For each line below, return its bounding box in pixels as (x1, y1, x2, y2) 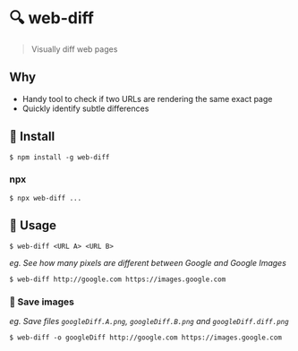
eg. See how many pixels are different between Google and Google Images (9, 257, 286, 268)
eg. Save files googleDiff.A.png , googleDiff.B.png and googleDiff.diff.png (9, 315, 289, 326)
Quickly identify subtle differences (21, 103, 149, 114)
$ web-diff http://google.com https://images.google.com (9, 275, 226, 284)
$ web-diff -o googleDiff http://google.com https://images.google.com (9, 333, 282, 342)
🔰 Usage (9, 218, 56, 234)
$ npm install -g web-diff (9, 152, 110, 162)
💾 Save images (9, 295, 74, 308)
